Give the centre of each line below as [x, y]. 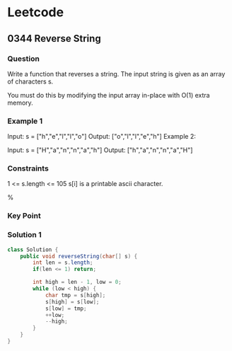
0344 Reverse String [54, 39]
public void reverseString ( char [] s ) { [79, 256]
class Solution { [33, 249]
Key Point [24, 216]
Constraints [28, 168]
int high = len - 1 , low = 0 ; [77, 282]
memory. [20, 103]
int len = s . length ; [63, 263]
